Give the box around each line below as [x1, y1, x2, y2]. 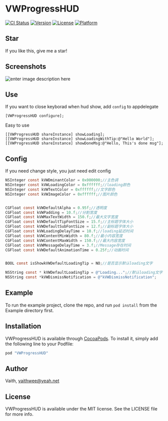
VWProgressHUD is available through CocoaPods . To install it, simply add [5, 335, 158, 341]
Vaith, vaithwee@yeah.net [5, 378, 60, 384]
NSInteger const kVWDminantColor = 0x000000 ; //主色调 [5, 177, 119, 183]
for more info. [5, 411, 34, 417]
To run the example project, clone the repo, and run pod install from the [5, 302, 157, 308]
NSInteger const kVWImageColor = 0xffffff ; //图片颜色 [5, 192, 118, 197]
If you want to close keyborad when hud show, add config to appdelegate [5, 104, 159, 110]
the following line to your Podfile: [5, 341, 74, 347]
